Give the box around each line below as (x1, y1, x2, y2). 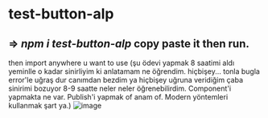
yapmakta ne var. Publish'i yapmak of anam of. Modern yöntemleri (8, 92, 229, 101)
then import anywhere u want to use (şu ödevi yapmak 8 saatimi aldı (8, 58, 235, 67)
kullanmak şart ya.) (8, 101, 72, 110)
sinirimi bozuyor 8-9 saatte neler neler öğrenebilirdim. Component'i (8, 83, 232, 93)
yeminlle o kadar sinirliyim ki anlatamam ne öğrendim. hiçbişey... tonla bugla (8, 67, 260, 76)
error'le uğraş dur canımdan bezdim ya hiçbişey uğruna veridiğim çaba (8, 75, 244, 84)
